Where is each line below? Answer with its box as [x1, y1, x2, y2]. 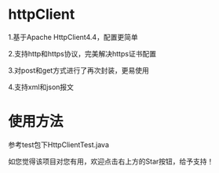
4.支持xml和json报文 [8, 82, 75, 92]
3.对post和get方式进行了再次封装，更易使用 [8, 65, 149, 75]
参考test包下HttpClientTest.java [8, 139, 110, 150]
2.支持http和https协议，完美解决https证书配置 [8, 49, 157, 58]
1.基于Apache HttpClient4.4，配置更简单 [8, 32, 139, 41]
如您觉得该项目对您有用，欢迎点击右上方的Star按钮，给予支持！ [8, 157, 214, 166]
